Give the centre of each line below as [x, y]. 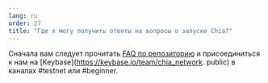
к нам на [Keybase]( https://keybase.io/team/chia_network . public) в [122, 62]
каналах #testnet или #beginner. [63, 71]
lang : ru [23, 16]
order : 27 [25, 23]
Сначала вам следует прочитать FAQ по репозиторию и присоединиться [134, 54]
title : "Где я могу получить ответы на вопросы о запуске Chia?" [120, 31]
